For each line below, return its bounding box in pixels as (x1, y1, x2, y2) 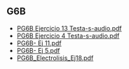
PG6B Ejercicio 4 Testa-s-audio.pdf (16, 31, 120, 40)
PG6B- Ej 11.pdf (16, 38, 62, 47)
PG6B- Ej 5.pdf (16, 46, 60, 54)
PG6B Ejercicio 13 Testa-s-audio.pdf (16, 24, 122, 32)
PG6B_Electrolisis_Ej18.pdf (16, 54, 94, 62)
